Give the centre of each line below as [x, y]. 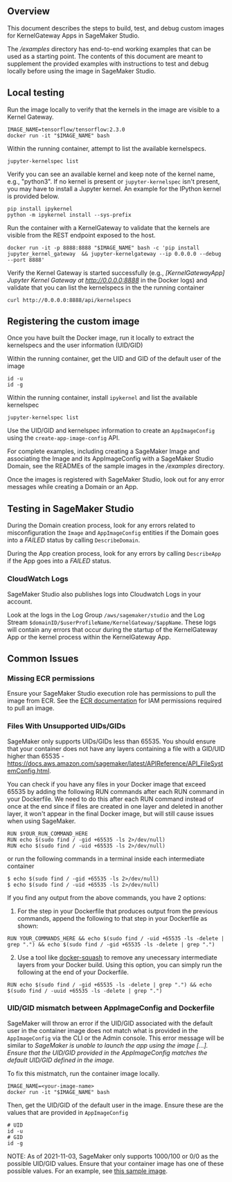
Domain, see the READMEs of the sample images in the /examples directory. [116, 466]
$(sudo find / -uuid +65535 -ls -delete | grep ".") [85, 991]
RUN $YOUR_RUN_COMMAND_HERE [48, 833]
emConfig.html [28, 770]
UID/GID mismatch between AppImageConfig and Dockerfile [111, 1008]
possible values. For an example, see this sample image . [88, 1171]
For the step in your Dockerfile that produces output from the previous [117, 911]
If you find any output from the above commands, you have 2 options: [107, 897]
